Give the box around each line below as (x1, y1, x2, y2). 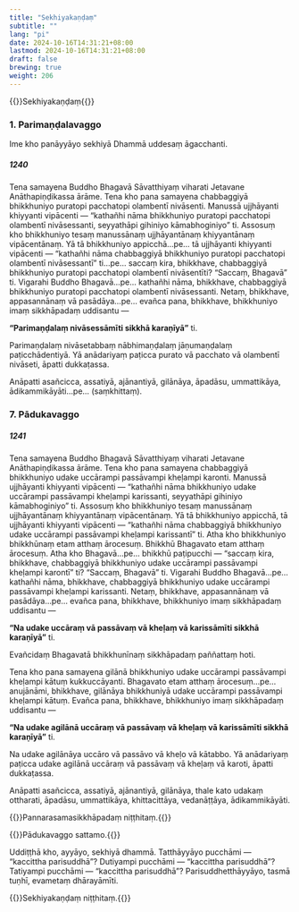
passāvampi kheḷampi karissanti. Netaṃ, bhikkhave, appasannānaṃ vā (9, 585, 270, 596)
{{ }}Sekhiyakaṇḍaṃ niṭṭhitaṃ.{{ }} (9, 892, 131, 903)
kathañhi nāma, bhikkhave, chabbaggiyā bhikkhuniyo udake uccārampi (9, 576, 270, 587)
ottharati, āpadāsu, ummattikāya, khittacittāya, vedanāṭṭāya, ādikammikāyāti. (9, 794, 290, 805)
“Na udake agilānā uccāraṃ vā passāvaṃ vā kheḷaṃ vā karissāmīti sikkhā (9, 721, 289, 732)
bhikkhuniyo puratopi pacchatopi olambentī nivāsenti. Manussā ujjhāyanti (9, 200, 279, 211)
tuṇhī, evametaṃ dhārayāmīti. (9, 874, 119, 886)
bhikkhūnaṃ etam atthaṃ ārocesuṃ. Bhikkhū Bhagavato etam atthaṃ (9, 538, 265, 549)
